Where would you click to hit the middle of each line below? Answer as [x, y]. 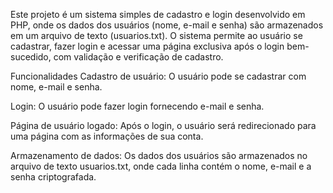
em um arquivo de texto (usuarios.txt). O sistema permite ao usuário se [156, 35]
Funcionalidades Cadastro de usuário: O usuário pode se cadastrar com [158, 76]
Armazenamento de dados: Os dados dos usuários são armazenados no [159, 155]
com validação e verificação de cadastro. [138, 57]
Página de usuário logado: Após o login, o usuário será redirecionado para [163, 125]
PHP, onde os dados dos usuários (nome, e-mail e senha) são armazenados [167, 25]
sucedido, [31, 57]
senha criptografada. [53, 177]
